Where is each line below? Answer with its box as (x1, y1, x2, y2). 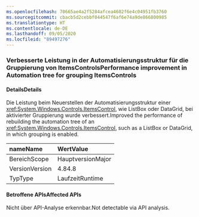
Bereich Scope (9, 155, 49, 163)
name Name (9, 145, 43, 153)
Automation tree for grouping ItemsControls (6, 71, 137, 79)
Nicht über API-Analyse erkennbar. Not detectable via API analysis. (6, 204, 170, 212)
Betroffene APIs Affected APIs (6, 191, 82, 198)
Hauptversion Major (57, 155, 112, 163)
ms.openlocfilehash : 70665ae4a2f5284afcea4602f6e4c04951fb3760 (6, 8, 167, 15)
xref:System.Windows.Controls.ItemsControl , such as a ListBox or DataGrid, (6, 125, 193, 132)
